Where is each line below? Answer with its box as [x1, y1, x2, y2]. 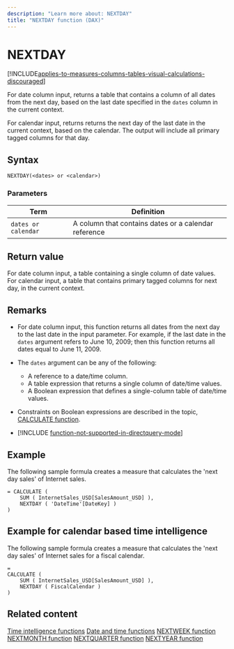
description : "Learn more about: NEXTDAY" [7, 10, 132, 17]
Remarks [7, 304, 47, 316]
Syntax [7, 154, 39, 166]
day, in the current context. [7, 284, 85, 293]
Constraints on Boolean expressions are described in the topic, [17, 408, 198, 416]
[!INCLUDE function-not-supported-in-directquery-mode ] [17, 429, 183, 437]
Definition [131, 206, 165, 216]
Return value [7, 250, 64, 262]
